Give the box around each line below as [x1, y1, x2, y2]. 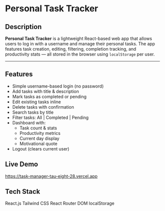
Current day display [19, 135, 60, 141]
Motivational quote [19, 141, 57, 147]
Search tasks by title [12, 109, 54, 115]
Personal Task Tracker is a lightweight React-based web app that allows [5, 35, 152, 41]
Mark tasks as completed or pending [12, 93, 87, 99]
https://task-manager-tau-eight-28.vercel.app [5, 173, 98, 179]
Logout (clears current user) [12, 146, 70, 151]
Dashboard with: [12, 120, 46, 125]
